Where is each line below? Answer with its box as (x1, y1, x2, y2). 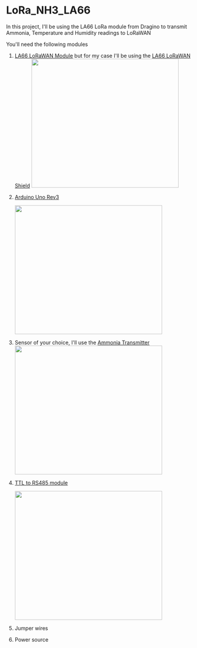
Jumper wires (14, 624, 48, 632)
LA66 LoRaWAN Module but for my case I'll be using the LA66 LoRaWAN (14, 52, 191, 59)
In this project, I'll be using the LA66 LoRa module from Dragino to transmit (6, 23, 187, 30)
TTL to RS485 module (14, 479, 68, 486)
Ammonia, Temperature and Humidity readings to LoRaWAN (6, 29, 151, 36)
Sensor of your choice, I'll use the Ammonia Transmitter (14, 339, 150, 346)
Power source (14, 636, 49, 643)
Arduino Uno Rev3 (14, 193, 59, 200)
